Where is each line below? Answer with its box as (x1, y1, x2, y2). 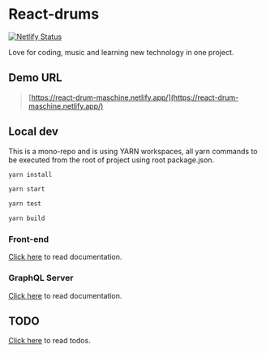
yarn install (8, 170, 53, 179)
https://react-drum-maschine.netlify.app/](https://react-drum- (31, 93, 239, 102)
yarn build (8, 214, 45, 223)
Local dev (8, 125, 59, 139)
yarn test (8, 200, 42, 208)
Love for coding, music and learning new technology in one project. (8, 47, 234, 57)
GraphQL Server (8, 273, 74, 284)
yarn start (8, 185, 45, 193)
